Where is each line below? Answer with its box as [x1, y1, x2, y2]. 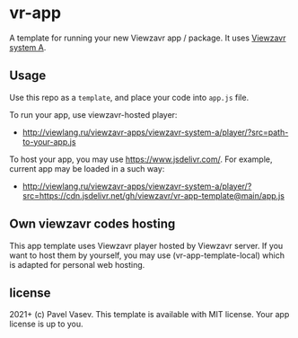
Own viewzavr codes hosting [9, 217, 176, 232]
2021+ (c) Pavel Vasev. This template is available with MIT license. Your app [9, 309, 290, 320]
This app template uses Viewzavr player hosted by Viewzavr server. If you [9, 240, 284, 251]
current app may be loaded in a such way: [9, 163, 165, 173]
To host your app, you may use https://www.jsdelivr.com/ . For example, [9, 154, 273, 165]
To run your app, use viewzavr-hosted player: [9, 109, 178, 120]
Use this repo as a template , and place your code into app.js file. [9, 92, 250, 102]
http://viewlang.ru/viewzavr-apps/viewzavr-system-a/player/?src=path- [22, 127, 289, 138]
